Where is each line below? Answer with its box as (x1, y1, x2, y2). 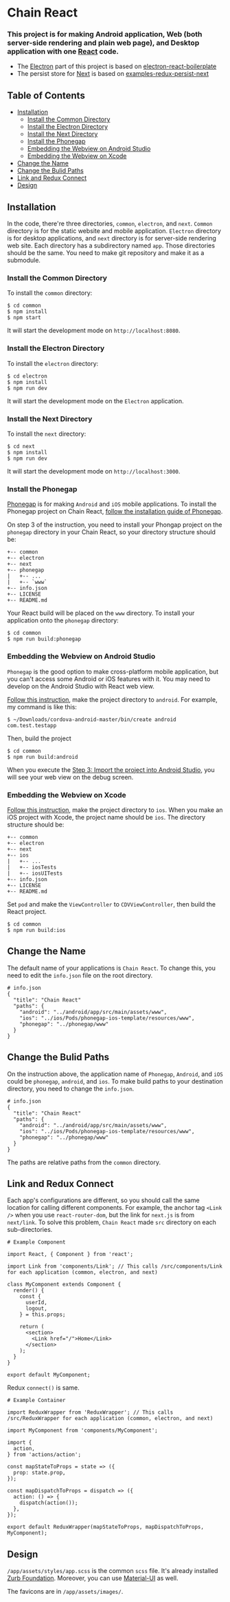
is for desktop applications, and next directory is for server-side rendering (7, 234, 216, 243)
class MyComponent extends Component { (7, 1281, 122, 1288)
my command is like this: (7, 702, 78, 711)
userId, (25, 1299, 48, 1306)
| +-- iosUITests (7, 870, 63, 877)
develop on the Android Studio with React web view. (7, 682, 154, 690)
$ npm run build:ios (7, 926, 67, 933)
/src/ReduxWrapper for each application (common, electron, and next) (7, 1415, 214, 1422)
